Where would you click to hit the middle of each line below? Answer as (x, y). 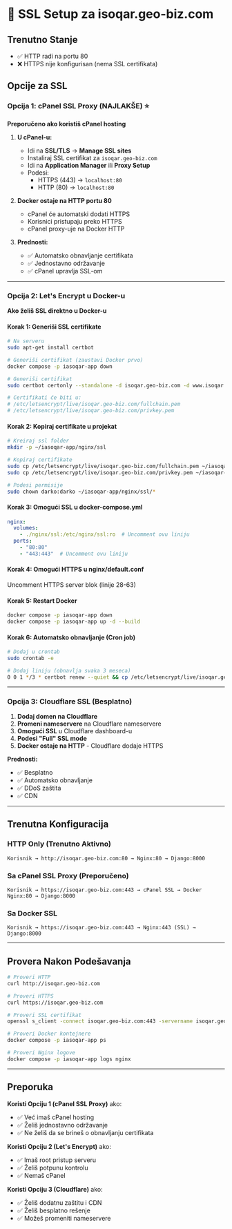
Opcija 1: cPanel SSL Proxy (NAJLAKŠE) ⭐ (78, 106)
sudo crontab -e (30, 659)
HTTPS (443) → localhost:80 (80, 180)
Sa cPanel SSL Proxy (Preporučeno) (68, 875)
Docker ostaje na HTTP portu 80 (64, 200)
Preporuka (30, 1087)
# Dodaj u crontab (33, 652)
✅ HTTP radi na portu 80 (52, 56)
